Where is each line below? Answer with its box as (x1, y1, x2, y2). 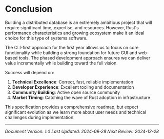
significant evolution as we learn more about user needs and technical (5, 109, 146, 115)
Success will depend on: (5, 69, 55, 75)
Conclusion (5, 3, 53, 15)
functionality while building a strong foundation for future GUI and (5, 50, 138, 56)
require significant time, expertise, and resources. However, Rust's (5, 24, 139, 30)
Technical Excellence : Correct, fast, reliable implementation (12, 79, 133, 85)
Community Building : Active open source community (12, 89, 120, 95)
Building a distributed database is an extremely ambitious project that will (5, 20, 152, 25)
